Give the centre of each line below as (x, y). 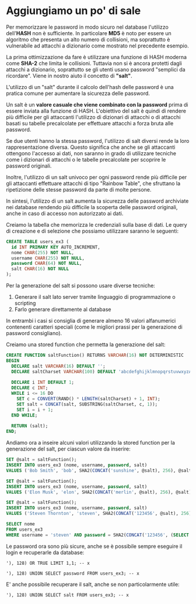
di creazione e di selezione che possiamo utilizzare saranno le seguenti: (92, 231)
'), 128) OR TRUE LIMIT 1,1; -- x (48, 563)
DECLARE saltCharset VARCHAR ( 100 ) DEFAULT (64, 371)
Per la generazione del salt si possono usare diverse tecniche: (81, 286)
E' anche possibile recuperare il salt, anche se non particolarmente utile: (93, 584)
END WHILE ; (24, 415)
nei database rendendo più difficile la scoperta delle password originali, (92, 207)
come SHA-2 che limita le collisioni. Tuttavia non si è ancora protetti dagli (94, 63)
